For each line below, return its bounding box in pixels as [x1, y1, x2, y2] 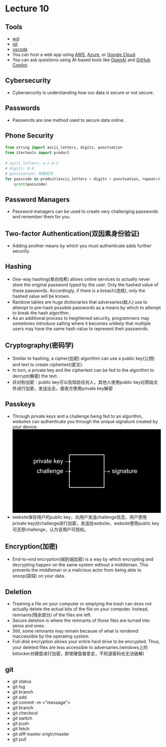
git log [12, 684, 26, 690]
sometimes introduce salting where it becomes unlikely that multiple [12, 320, 151, 326]
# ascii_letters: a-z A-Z [5, 161, 58, 166]
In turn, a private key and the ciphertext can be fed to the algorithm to [12, 367, 154, 373]
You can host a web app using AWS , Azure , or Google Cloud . [12, 51, 137, 57]
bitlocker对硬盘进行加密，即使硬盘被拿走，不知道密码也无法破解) [12, 650, 145, 656]
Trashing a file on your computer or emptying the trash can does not [12, 601, 152, 607]
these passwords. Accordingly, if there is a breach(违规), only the [12, 288, 146, 294]
